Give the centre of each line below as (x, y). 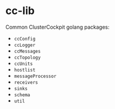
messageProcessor (35, 76)
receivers (26, 82)
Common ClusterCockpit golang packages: (58, 27)
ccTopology (27, 57)
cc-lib (20, 11)
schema (22, 95)
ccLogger (25, 45)
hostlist (25, 70)
